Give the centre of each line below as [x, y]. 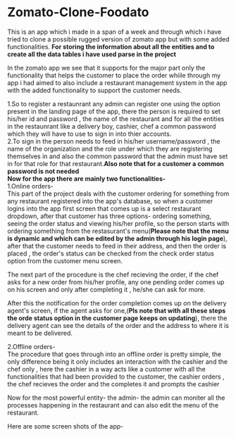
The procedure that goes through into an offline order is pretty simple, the [114, 354]
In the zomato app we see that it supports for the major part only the [106, 68]
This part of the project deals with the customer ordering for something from [118, 194]
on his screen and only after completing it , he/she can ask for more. [106, 289]
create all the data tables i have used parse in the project [92, 54]
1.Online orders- [31, 186]
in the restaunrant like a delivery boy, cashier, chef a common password [112, 126]
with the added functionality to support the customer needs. [94, 90]
